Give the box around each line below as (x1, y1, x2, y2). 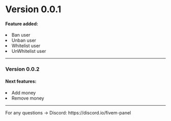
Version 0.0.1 (5, 4, 62, 15)
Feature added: (5, 20, 38, 26)
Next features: (5, 78, 37, 84)
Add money (12, 89, 36, 96)
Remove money (12, 95, 44, 101)
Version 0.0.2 (5, 66, 40, 73)
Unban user (12, 37, 37, 44)
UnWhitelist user (12, 48, 46, 54)
